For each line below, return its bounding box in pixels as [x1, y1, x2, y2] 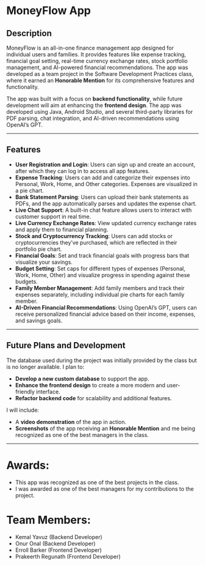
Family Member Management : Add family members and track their [15, 284, 185, 291]
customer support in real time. [15, 212, 92, 220]
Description [6, 28, 52, 39]
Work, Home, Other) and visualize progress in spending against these [15, 271, 190, 278]
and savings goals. [15, 316, 63, 324]
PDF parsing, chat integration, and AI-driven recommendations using [6, 114, 179, 122]
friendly [15, 388, 35, 395]
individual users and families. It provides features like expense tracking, [6, 51, 186, 58]
